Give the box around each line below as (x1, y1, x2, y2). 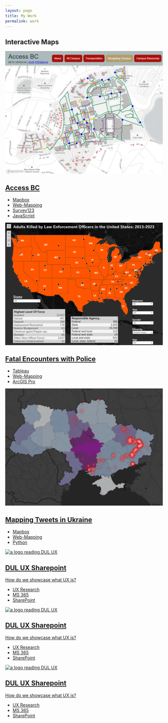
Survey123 (12, 207, 34, 213)
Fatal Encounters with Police (5, 355, 96, 363)
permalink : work (5, 18, 39, 23)
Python (12, 540, 27, 546)
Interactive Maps (5, 37, 59, 46)
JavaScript (12, 213, 35, 219)
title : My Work (5, 13, 37, 18)
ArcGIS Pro (12, 379, 35, 385)
